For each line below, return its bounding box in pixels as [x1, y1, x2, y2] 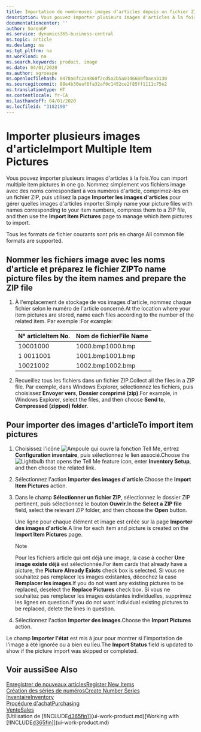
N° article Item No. [17, 332, 71, 341]
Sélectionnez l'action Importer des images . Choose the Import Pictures [14, 617, 191, 624]
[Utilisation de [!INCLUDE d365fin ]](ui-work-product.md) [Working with [6, 712, 179, 719]
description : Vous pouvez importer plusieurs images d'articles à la [6, 14, 184, 20]
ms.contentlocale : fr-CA [6, 92, 68, 98]
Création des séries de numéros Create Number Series [6, 687, 140, 694]
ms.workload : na [6, 53, 47, 59]
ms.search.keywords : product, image [6, 59, 98, 65]
